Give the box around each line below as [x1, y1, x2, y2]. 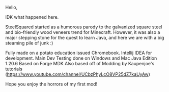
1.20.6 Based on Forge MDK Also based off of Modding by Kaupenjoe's [5, 61, 155, 66]
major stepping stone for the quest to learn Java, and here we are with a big [5, 35, 164, 40]
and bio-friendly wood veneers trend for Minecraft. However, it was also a [5, 29, 160, 35]
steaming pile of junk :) [5, 40, 53, 46]
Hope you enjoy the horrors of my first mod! [5, 81, 98, 87]
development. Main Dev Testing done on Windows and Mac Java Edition [5, 55, 157, 61]
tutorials [5, 66, 23, 72]
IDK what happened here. [5, 14, 59, 20]
